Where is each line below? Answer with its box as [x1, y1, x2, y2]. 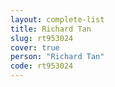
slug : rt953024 [10, 33, 74, 43]
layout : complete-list [10, 14, 105, 25]
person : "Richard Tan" [10, 52, 105, 62]
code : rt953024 [10, 61, 74, 71]
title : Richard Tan [10, 24, 92, 34]
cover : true [10, 42, 60, 53]
